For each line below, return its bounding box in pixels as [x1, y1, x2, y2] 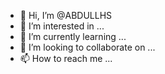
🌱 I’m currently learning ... [19, 31, 127, 42]
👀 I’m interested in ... [19, 20, 105, 32]
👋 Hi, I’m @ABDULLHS [19, 10, 113, 21]
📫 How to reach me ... [19, 53, 113, 64]
